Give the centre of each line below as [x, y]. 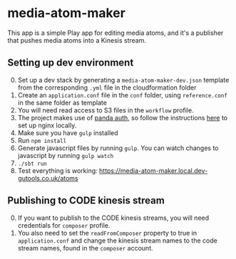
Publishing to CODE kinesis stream [86, 201]
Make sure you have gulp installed [68, 132]
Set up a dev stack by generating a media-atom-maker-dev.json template [123, 80]
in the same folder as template [62, 102]
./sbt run [32, 164]
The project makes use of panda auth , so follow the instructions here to [123, 117]
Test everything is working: [57, 170]
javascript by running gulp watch [66, 155]
